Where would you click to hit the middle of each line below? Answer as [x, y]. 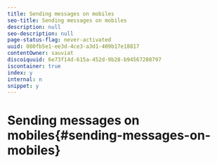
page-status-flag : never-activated [59, 40]
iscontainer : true [34, 66]
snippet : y [23, 86]
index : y [20, 72]
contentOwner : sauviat [40, 53]
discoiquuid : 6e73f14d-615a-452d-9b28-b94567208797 [84, 60]
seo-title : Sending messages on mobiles [67, 20]
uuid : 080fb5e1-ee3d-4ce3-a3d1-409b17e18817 [73, 46]
